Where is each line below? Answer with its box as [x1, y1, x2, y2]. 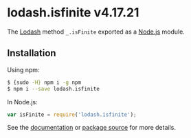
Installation [7, 47, 56, 59]
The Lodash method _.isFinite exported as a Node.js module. [7, 27, 186, 36]
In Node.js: [7, 97, 38, 106]
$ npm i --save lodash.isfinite [7, 85, 100, 92]
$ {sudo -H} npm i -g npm [7, 79, 81, 86]
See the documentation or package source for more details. [7, 124, 177, 132]
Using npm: [7, 65, 40, 73]
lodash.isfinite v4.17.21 [7, 5, 139, 21]
